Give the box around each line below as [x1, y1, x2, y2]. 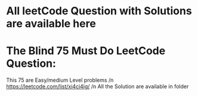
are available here [6, 17, 97, 30]
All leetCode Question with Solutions [6, 4, 192, 18]
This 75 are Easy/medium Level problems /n [6, 76, 114, 84]
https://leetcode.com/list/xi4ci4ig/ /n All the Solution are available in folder [6, 83, 189, 90]
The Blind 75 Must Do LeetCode [6, 44, 166, 58]
